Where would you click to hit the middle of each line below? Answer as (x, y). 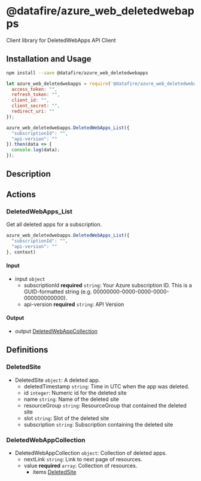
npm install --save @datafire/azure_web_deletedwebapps (77, 73)
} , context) (21, 252)
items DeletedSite (54, 472)
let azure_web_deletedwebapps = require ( (59, 84)
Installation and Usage (49, 59)
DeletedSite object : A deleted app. (57, 380)
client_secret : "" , (36, 106)
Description (28, 174)
